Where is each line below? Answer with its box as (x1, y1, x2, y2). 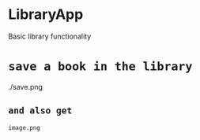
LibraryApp (8, 6, 84, 24)
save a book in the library (8, 59, 193, 74)
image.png (8, 123, 41, 131)
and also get (8, 105, 73, 116)
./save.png (8, 82, 43, 91)
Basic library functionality (8, 31, 92, 41)
